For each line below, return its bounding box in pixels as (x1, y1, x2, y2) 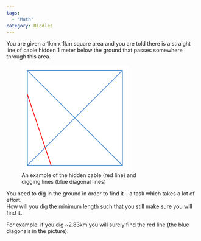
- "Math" (12, 16, 34, 23)
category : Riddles (6, 23, 53, 29)
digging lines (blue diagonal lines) (21, 178, 107, 186)
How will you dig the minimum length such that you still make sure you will (6, 203, 193, 210)
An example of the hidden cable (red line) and (21, 172, 136, 179)
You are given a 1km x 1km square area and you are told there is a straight (6, 40, 191, 47)
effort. (6, 197, 23, 204)
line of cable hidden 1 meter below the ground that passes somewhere (6, 46, 183, 54)
